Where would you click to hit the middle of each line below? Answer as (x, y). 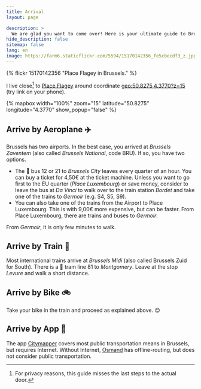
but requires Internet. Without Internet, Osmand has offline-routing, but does (100, 350)
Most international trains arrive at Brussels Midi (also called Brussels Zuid (97, 260)
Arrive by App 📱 (36, 329)
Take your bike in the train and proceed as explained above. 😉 (83, 310)
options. (16, 160)
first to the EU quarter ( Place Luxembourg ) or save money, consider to (101, 184)
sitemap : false (25, 45)
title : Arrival (25, 12)
